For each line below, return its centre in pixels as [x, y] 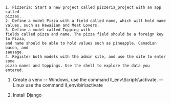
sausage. [15, 52]
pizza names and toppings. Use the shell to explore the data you [78, 66]
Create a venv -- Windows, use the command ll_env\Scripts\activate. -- [88, 80]
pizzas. [14, 16]
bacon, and [17, 48]
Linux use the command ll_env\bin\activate [58, 85]
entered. [15, 70]
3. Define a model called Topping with [48, 30]
